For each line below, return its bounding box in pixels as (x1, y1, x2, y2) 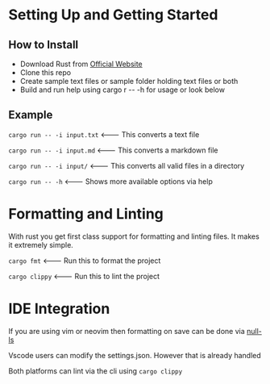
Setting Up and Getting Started (8, 6, 218, 24)
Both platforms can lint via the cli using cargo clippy (8, 365, 183, 376)
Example (8, 108, 53, 122)
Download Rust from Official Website (19, 59, 143, 69)
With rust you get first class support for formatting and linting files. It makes (8, 232, 260, 241)
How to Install (8, 38, 79, 52)
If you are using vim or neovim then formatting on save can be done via (8, 326, 246, 336)
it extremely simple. (8, 240, 74, 249)
